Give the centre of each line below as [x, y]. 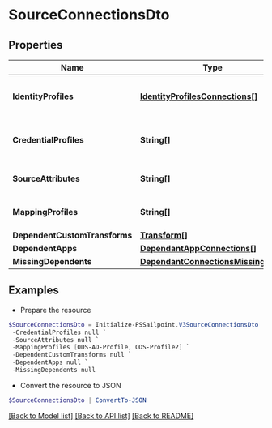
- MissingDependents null [53, 370]
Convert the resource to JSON [70, 385]
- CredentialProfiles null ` [59, 332]
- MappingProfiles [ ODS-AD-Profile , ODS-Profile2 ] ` [101, 347]
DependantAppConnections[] [199, 248]
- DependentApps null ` [50, 362]
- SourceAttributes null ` [55, 340]
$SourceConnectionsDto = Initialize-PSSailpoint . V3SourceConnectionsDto [134, 325]
